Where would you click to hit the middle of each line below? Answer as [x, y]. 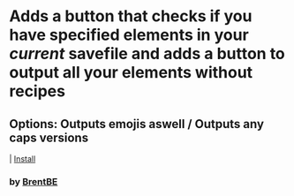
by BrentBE [34, 181]
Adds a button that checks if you [131, 16]
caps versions [49, 137]
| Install [23, 159]
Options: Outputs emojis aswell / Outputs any [137, 124]
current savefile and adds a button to [147, 54]
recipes [38, 91]
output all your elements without [131, 73]
